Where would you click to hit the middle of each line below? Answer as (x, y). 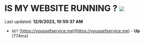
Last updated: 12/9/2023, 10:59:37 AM (44, 21)
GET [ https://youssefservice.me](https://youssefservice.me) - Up (76, 31)
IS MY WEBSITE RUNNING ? (61, 8)
